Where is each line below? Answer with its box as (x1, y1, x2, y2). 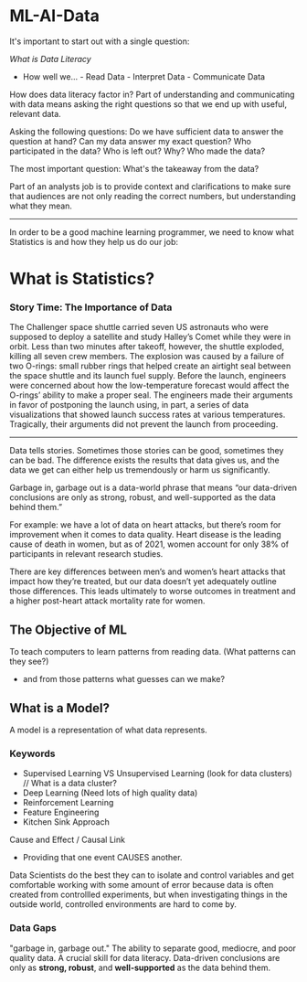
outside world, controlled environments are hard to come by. (9, 899, 238, 910)
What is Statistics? (9, 269, 155, 289)
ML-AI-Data (9, 5, 101, 27)
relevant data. (9, 108, 61, 119)
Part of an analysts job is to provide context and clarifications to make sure (9, 180, 291, 192)
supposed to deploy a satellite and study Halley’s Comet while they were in (9, 331, 291, 343)
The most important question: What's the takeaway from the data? (9, 163, 259, 174)
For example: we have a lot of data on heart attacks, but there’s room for (9, 519, 281, 530)
